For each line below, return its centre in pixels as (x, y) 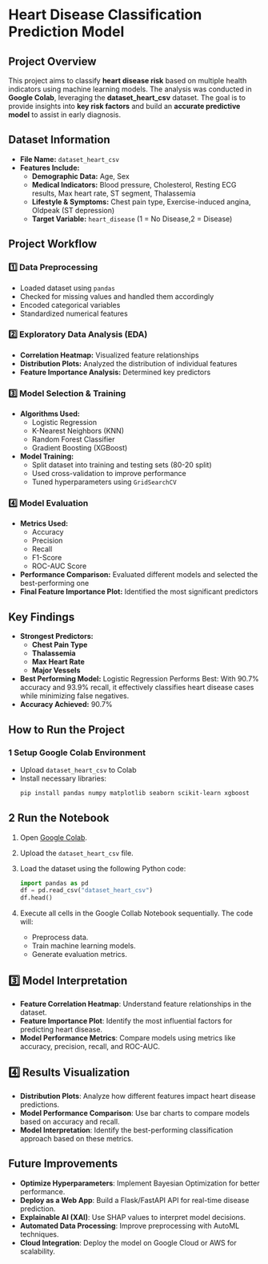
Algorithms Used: (50, 414)
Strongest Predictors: (56, 636)
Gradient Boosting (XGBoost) (80, 448)
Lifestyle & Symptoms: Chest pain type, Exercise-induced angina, (141, 201)
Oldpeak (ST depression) (73, 210)
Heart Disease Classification (105, 15)
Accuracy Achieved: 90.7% (66, 705)
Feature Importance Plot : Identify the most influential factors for (126, 1021)
